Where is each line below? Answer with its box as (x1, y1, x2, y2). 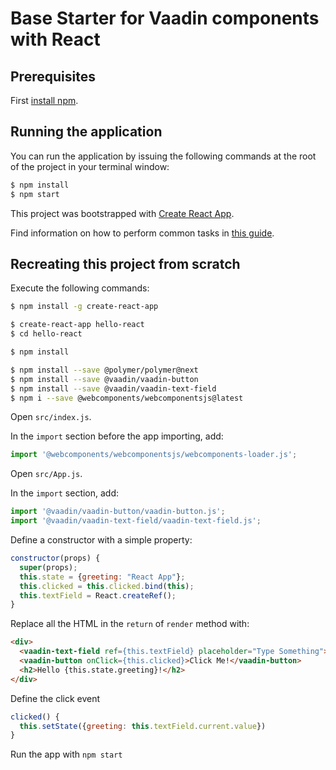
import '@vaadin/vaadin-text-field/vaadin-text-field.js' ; (10, 516, 262, 526)
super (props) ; (19, 562, 78, 572)
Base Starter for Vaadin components (10, 7, 320, 30)
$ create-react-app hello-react (10, 320, 145, 330)
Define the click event (10, 692, 101, 704)
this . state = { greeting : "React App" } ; (19, 572, 186, 582)
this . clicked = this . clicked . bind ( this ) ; (19, 581, 195, 591)
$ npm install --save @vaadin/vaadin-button (10, 374, 199, 384)
